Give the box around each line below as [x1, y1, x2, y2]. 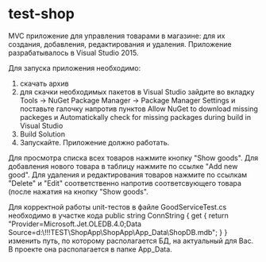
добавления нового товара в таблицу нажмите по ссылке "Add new [8, 161, 238, 171]
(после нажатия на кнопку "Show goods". [8, 187, 148, 196]
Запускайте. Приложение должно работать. [19, 137, 170, 147]
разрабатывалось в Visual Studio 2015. [8, 48, 139, 57]
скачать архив [19, 79, 69, 88]
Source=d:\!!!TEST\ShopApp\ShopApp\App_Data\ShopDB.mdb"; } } [8, 227, 228, 237]
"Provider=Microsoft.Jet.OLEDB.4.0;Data [8, 219, 141, 229]
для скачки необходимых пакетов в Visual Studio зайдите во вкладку [19, 87, 255, 96]
